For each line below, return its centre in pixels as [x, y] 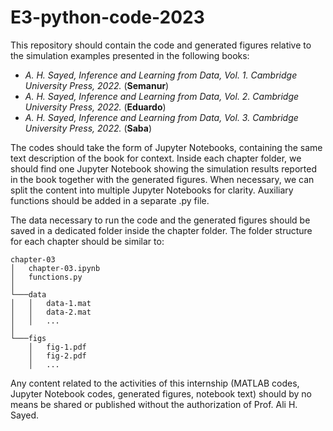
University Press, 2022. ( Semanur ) [97, 85]
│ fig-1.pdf [57, 347]
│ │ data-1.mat [51, 303]
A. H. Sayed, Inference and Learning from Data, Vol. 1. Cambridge [161, 75]
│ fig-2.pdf [57, 356]
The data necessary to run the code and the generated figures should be [160, 220]
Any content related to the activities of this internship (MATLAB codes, [155, 383]
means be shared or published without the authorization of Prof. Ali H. [154, 404]
